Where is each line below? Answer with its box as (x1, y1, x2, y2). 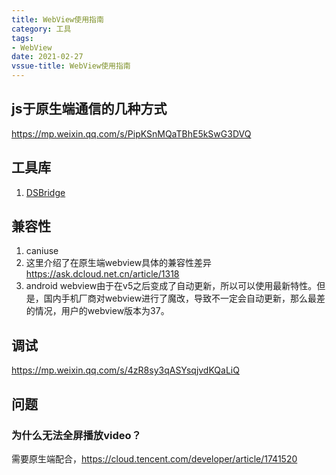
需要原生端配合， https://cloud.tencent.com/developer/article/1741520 (11, 452, 298, 465)
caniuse (25, 245, 59, 257)
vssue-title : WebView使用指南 (11, 61, 131, 71)
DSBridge (25, 186, 66, 198)
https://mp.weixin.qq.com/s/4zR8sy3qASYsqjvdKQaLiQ (11, 364, 240, 376)
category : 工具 (11, 24, 72, 34)
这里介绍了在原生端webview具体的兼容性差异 (25, 257, 213, 269)
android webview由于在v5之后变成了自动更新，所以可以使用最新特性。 (25, 280, 318, 292)
